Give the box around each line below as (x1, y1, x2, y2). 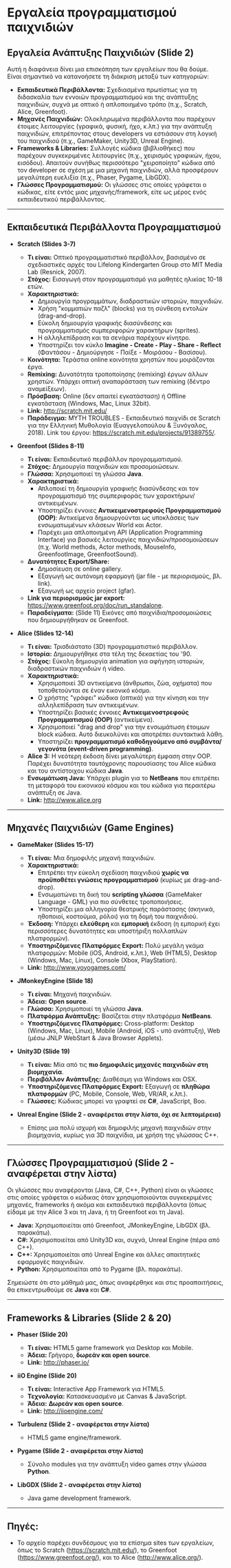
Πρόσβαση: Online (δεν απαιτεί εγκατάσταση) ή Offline (27, 392, 186, 400)
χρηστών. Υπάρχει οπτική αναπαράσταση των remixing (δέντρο (27, 377, 210, 386)
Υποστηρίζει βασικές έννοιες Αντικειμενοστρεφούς (37, 708, 189, 716)
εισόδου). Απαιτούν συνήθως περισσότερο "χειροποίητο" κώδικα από (16, 159, 215, 166)
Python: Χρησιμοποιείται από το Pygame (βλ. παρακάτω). (16, 1265, 183, 1273)
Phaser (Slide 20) (16, 1330, 68, 1338)
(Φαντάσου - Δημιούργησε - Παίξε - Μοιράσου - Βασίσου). (37, 348, 208, 356)
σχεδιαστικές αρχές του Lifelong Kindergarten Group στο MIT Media (27, 260, 223, 269)
